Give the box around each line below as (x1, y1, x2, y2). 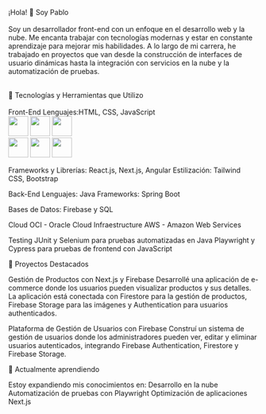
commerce (8, 283, 44, 292)
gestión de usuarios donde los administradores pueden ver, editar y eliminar (8, 332, 257, 342)
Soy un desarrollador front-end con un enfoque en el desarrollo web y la (8, 25, 245, 33)
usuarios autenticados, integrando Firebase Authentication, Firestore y (8, 341, 239, 350)
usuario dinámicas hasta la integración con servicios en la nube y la (8, 58, 230, 68)
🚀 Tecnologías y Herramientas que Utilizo (8, 91, 144, 99)
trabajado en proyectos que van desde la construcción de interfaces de (8, 50, 242, 59)
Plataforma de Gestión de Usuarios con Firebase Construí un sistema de (8, 324, 245, 333)
